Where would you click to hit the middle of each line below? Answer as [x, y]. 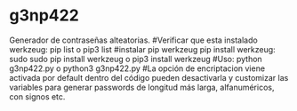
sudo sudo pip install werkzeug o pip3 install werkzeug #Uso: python [136, 59]
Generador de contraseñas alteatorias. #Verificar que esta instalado [133, 40]
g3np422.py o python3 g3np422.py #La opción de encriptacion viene [137, 68]
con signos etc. [37, 96]
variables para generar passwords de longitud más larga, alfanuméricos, [142, 87]
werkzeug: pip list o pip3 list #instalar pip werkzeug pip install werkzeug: [142, 49]
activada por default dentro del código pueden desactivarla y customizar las [149, 77]
